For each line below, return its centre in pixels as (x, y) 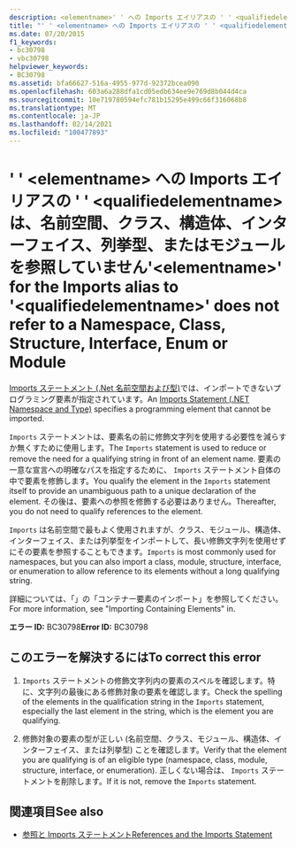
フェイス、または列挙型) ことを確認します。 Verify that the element (166, 750)
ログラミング (32, 398)
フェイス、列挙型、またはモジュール (154, 246)
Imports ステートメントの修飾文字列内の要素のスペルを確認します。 (144, 680)
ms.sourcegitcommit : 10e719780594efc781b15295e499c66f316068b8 (128, 100)
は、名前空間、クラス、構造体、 (125, 224)
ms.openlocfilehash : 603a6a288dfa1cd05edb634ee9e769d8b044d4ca (128, 91)
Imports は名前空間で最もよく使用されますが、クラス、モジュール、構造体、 (148, 529)
